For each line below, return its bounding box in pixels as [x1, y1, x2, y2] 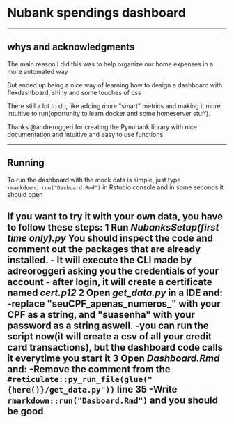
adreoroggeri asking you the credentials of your [7, 265, 219, 277]
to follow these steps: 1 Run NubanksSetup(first [7, 221, 219, 233]
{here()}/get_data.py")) [7, 384, 116, 395]
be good [7, 405, 44, 417]
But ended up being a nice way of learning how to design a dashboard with [7, 80, 223, 89]
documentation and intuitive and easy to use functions [7, 130, 164, 138]
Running [7, 157, 45, 169]
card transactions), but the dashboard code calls [7, 341, 224, 353]
